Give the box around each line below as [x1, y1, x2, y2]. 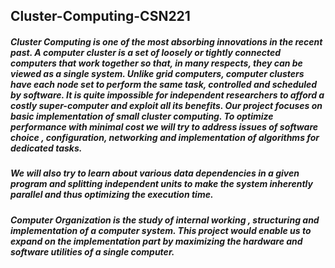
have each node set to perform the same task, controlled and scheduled [10, 78, 318, 90]
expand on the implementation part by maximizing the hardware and [10, 235, 303, 247]
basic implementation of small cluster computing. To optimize [10, 110, 274, 122]
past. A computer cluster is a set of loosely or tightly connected [10, 46, 282, 58]
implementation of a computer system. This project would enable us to [10, 224, 312, 236]
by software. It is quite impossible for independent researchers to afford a [10, 89, 325, 101]
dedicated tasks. [10, 142, 83, 154]
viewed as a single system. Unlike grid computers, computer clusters [10, 67, 305, 79]
